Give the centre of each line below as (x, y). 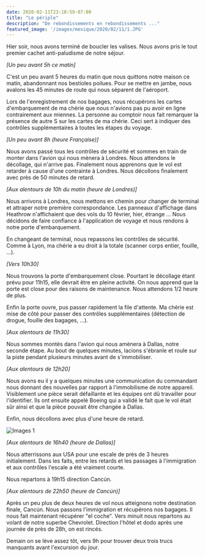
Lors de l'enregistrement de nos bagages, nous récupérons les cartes (94, 102)
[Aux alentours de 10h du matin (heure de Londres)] (72, 189)
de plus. (17, 295)
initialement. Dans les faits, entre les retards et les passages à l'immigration (101, 461)
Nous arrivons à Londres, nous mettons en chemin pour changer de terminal (102, 201)
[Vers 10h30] (23, 264)
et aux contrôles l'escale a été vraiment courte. (66, 468)
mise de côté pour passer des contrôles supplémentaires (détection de (96, 314)
